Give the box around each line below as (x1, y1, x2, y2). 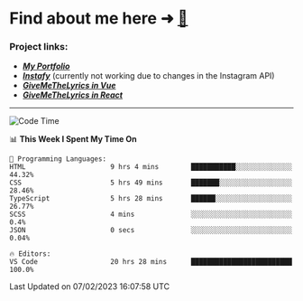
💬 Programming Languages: (9, 155, 106, 164)
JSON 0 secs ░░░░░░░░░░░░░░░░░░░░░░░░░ (9, 226, 293, 235)
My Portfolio (22, 61, 70, 71)
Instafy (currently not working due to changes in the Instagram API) (22, 71, 275, 81)
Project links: (9, 41, 69, 53)
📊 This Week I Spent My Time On (9, 134, 137, 145)
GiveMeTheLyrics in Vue (22, 80, 116, 91)
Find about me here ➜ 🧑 (9, 8, 188, 29)
